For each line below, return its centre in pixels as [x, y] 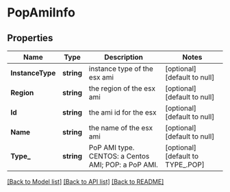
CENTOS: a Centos [119, 156]
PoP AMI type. [112, 147]
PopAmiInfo [41, 13]
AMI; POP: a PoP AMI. [124, 165]
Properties [30, 38]
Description [124, 57]
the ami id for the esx [123, 112]
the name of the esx [121, 128]
